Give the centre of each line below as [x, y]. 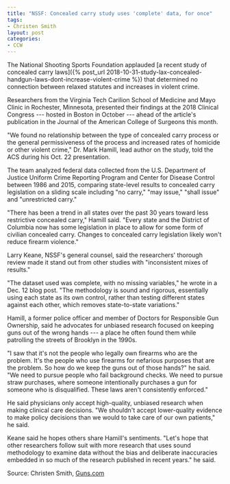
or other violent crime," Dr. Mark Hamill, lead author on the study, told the [110, 149]
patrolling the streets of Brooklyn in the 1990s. [72, 340]
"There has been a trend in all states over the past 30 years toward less [108, 213]
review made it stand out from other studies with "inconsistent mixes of [108, 262]
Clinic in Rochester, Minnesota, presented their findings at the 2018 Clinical [113, 107]
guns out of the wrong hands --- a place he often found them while [102, 332]
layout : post [26, 33]
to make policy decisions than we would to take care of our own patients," [111, 418]
